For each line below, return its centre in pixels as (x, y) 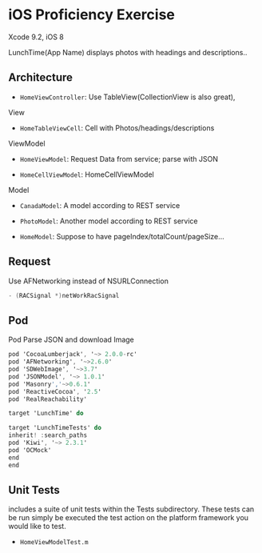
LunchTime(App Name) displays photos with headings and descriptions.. (128, 52)
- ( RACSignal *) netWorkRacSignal (64, 295)
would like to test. (37, 527)
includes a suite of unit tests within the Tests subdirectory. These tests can (131, 509)
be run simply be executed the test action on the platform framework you (129, 518)
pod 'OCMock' (30, 450)
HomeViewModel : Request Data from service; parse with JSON (119, 158)
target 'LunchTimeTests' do (55, 428)
